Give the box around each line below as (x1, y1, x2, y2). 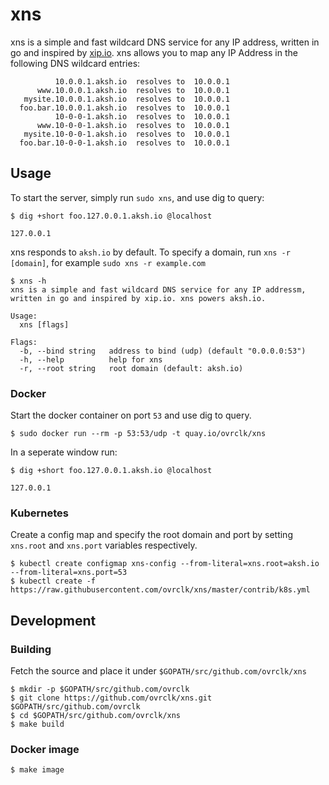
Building (10, 642, 52, 656)
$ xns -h (10, 276, 47, 286)
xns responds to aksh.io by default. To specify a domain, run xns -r (10, 246, 291, 258)
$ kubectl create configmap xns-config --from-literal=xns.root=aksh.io (10, 559, 320, 569)
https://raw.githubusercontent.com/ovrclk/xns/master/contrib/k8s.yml (10, 585, 311, 595)
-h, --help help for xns (19, 354, 163, 365)
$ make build (10, 719, 65, 730)
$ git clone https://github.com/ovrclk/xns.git (10, 693, 213, 703)
